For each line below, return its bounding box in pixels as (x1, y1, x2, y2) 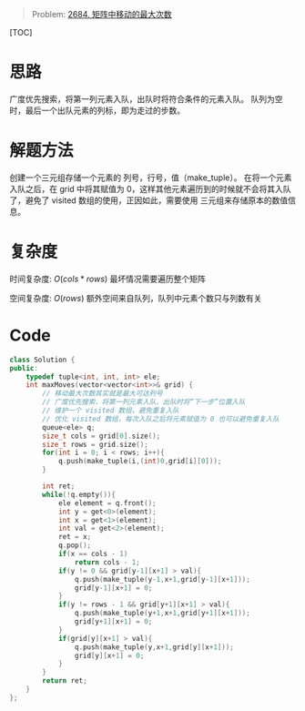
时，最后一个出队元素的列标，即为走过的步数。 (9, 105, 185, 116)
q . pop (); (57, 541, 92, 550)
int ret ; (42, 482, 76, 491)
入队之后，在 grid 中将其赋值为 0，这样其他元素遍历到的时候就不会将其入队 (9, 183, 291, 194)
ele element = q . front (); (57, 498, 157, 508)
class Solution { (9, 355, 76, 364)
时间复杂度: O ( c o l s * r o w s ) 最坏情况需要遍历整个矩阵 (9, 273, 207, 284)
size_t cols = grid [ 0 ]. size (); (42, 432, 161, 441)
